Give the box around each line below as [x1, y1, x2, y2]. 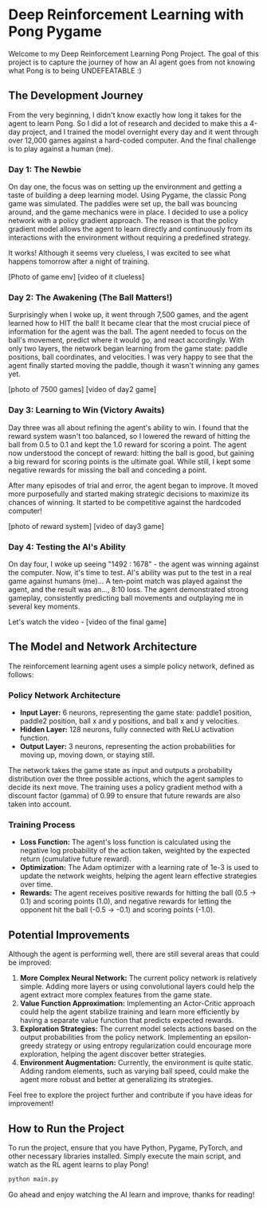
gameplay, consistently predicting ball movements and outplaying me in [8, 593, 244, 602]
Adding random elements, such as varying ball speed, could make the [19, 1066, 249, 1076]
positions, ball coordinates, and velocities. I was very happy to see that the [8, 352, 253, 362]
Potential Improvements [8, 928, 130, 942]
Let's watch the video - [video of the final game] [8, 617, 167, 626]
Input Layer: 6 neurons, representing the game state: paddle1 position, [19, 707, 253, 718]
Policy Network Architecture [8, 689, 121, 700]
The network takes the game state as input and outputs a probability [8, 766, 233, 775]
